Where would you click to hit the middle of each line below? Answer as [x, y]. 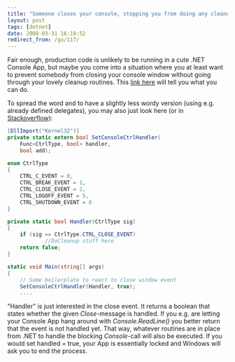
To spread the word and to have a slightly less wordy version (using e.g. [111, 103]
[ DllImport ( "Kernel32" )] [43, 131]
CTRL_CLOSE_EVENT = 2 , [53, 189]
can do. [18, 90]
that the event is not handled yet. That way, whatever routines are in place [114, 329]
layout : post [26, 20]
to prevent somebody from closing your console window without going [109, 75]
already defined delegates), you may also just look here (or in [95, 111]
